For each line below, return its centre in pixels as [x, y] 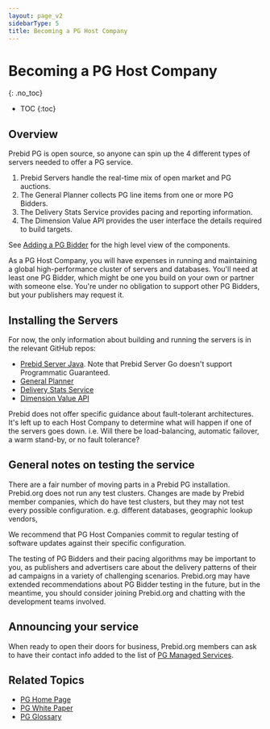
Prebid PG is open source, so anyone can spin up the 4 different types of [129, 153]
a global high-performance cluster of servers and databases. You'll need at [133, 269]
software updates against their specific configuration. [98, 543]
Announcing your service [74, 627]
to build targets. [46, 229]
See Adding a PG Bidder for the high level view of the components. [119, 245]
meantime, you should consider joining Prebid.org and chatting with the [127, 593]
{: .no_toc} [25, 93]
